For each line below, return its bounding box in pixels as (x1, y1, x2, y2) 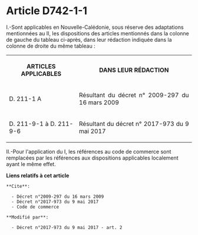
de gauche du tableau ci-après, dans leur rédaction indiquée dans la (6, 36, 172, 43)
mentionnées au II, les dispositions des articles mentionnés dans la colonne (6, 29, 190, 37)
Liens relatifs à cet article (6, 172, 70, 179)
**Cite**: (6, 183, 31, 189)
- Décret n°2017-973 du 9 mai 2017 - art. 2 (11, 224, 123, 230)
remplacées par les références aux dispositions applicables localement (6, 154, 179, 161)
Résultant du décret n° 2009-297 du (78, 91, 189, 99)
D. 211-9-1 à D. (9, 120, 57, 128)
